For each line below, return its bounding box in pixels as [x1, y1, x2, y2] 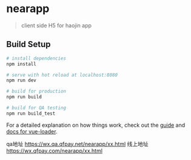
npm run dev [6, 77, 36, 83]
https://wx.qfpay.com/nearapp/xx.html [6, 147, 103, 154]
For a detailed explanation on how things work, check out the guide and [6, 121, 186, 129]
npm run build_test [6, 110, 56, 117]
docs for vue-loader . [6, 127, 58, 135]
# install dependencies [6, 55, 67, 62]
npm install [6, 61, 36, 67]
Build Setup [6, 39, 51, 50]
